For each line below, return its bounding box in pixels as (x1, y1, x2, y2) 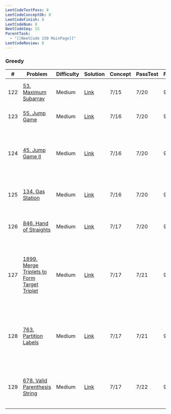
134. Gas (22, 188, 45, 195)
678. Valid (22, 377, 47, 384)
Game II (22, 153, 42, 160)
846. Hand (22, 220, 48, 227)
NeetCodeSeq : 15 (5, 26, 40, 32)
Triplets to (22, 268, 47, 275)
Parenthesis (22, 383, 51, 391)
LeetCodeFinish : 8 (5, 17, 44, 22)
